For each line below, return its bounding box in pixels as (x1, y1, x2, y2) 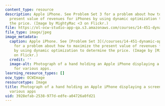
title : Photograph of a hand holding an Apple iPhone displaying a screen (5, 84, 162, 89)
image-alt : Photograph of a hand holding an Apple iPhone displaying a (9, 62, 160, 66)
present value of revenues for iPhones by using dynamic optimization (9, 16, 157, 21)
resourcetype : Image (5, 80, 48, 85)
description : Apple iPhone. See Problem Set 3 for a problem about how (5, 12, 155, 17)
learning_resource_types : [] (5, 71, 65, 76)
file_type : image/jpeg (5, 30, 52, 35)
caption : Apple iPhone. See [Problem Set (9, 39, 96, 44)
